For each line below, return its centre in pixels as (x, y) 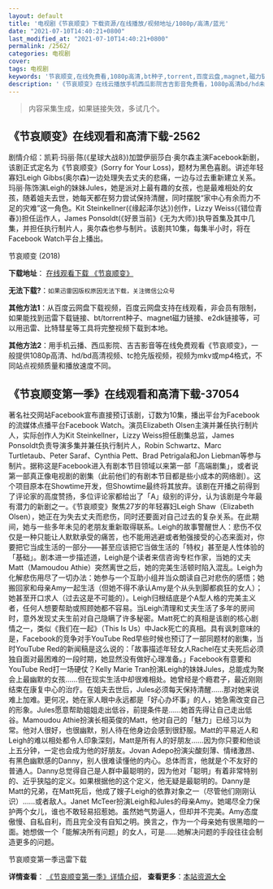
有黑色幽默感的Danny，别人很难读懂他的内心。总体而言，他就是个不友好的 (133, 760)
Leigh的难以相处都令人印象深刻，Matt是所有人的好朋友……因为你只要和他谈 (135, 740)
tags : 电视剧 (28, 69)
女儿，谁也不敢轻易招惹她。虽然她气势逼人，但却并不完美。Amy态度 (144, 812)
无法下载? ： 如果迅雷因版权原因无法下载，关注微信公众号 (92, 290)
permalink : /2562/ (39, 46)
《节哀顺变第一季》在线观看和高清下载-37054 (124, 394)
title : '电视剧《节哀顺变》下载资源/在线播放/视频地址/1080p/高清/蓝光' (119, 24)
